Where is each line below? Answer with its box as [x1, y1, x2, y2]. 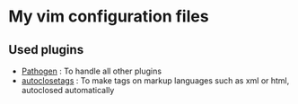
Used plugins [8, 42, 84, 57]
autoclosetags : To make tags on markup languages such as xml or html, [21, 75, 290, 86]
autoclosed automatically [21, 85, 115, 95]
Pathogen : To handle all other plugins [21, 65, 162, 76]
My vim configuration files [8, 6, 209, 27]
